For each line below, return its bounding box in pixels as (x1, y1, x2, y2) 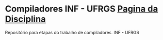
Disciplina (5, 13, 46, 25)
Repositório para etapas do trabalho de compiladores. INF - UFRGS (5, 29, 140, 35)
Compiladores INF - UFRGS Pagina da (5, 3, 158, 14)
